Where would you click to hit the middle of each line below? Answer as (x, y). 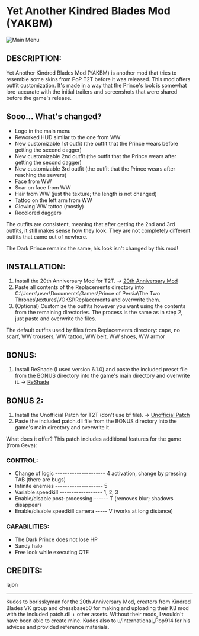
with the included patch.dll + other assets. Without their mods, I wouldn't (95, 615)
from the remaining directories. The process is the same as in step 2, (99, 313)
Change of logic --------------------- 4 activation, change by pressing (100, 473)
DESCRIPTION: (34, 58)
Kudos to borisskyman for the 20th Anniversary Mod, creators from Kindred (99, 602)
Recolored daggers (38, 213)
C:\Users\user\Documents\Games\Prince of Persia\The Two (87, 294)
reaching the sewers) (41, 175)
